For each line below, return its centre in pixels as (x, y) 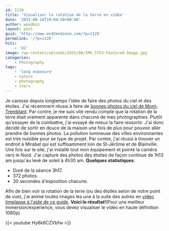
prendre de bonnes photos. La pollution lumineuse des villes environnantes (84, 133)
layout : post (19, 29)
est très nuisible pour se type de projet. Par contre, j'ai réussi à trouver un (83, 138)
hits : (11, 43)
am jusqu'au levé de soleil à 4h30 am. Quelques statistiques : (70, 160)
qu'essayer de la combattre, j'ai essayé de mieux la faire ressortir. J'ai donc (85, 122)
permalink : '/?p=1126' (29, 39)
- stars (22, 86)
